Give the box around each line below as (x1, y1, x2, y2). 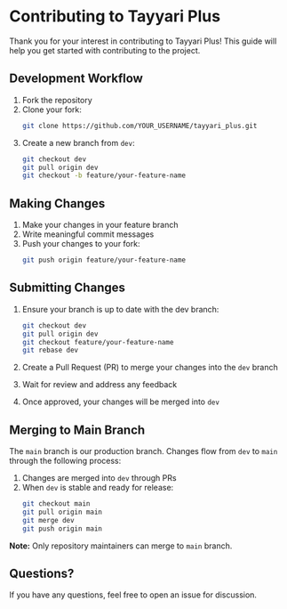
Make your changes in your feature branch (21, 220, 179, 231)
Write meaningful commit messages (21, 229, 155, 240)
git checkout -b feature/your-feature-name (21, 171, 187, 180)
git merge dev (21, 516, 75, 524)
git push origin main (21, 524, 102, 533)
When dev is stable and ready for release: (21, 483, 174, 493)
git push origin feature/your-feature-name (21, 256, 187, 264)
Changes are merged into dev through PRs (21, 473, 177, 483)
